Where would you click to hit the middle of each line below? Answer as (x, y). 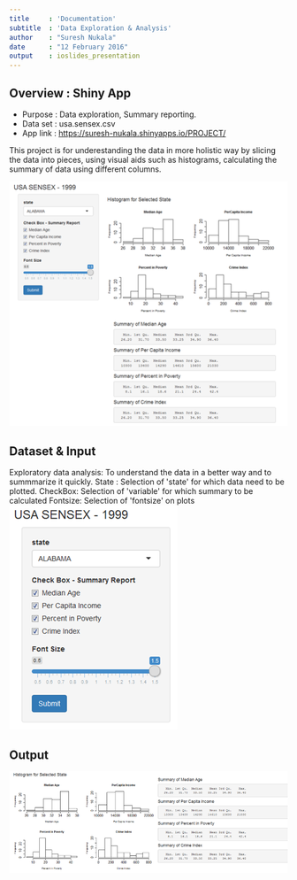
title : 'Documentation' (63, 19)
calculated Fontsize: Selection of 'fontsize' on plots (102, 501)
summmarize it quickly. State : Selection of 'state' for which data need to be (147, 482)
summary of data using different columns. (85, 169)
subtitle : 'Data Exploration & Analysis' (91, 28)
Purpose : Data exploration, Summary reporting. (109, 114)
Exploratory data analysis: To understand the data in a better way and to (141, 473)
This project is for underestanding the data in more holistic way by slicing (143, 150)
